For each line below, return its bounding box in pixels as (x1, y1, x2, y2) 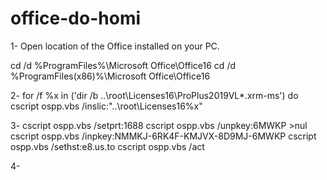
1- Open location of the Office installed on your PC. (10, 40, 220, 52)
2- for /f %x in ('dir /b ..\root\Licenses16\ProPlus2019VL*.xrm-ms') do (10, 89, 299, 101)
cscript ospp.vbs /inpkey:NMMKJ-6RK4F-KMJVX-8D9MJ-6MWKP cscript (10, 130, 317, 142)
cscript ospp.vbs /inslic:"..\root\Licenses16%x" (10, 100, 203, 112)
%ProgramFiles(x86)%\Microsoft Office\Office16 (10, 70, 211, 82)
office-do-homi (10, 7, 142, 30)
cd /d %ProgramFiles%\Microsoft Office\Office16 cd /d (10, 59, 236, 71)
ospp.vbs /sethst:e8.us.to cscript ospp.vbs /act (10, 140, 205, 152)
